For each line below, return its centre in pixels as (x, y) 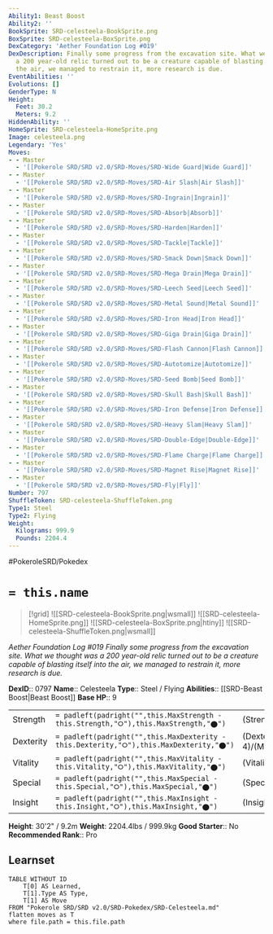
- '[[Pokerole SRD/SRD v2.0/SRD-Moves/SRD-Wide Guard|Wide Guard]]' (134, 168)
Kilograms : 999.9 (45, 531)
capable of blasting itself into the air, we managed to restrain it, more (125, 664)
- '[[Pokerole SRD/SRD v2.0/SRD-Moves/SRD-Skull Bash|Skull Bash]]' (134, 395)
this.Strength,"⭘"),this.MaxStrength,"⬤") (141, 723)
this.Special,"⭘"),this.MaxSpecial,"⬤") (136, 786)
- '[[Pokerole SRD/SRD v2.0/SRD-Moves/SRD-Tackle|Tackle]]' (119, 243)
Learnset (32, 860)
